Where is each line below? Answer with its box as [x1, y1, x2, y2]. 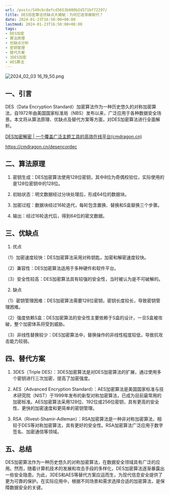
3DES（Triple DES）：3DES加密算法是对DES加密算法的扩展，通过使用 [12, 369, 157, 375]
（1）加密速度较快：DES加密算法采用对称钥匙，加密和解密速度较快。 [5, 254, 149, 260]
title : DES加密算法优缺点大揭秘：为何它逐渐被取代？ [5, 12, 104, 17]
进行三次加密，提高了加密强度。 [26, 375, 93, 381]
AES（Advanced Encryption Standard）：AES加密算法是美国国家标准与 [12, 386, 159, 392]
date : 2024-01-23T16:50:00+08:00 [5, 17, 76, 22]
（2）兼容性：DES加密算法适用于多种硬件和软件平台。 [5, 265, 119, 271]
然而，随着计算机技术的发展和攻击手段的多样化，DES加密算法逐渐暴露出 [14, 466, 165, 472]
